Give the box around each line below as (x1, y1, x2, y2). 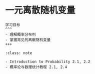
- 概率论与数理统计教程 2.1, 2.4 (5, 64, 67, 69)
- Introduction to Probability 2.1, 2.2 (5, 59, 91, 64)
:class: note (5, 50, 32, 55)
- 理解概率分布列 (5, 32, 36, 37)
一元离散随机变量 (5, 4, 76, 16)
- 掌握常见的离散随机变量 (5, 37, 51, 42)
